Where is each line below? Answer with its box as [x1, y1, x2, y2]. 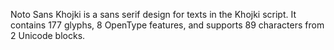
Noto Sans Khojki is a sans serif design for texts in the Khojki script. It [10, 9, 297, 20]
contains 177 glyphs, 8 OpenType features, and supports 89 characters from [10, 19, 325, 31]
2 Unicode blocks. [10, 30, 86, 41]
